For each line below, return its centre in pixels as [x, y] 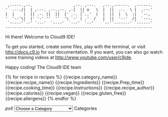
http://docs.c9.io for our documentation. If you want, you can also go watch [84, 52]
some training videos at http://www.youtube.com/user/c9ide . [69, 57]
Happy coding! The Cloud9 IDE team [44, 67]
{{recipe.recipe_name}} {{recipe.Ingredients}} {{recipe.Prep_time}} [75, 82]
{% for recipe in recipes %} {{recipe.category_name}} [61, 77]
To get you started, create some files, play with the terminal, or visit [75, 47]
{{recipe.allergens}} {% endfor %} [41, 99]
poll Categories [51, 108]
